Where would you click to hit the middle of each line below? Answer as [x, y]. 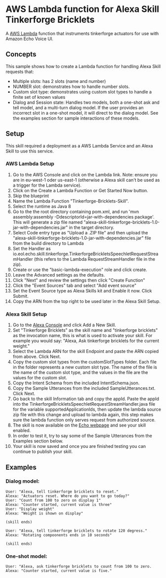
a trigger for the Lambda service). [47, 185]
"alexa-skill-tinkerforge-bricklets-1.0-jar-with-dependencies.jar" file [82, 238]
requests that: [20, 72]
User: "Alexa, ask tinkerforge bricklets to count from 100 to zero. [79, 567]
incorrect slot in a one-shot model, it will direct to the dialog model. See [85, 113]
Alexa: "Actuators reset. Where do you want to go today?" [68, 496]
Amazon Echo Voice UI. [29, 39]
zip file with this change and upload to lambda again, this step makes [83, 415]
